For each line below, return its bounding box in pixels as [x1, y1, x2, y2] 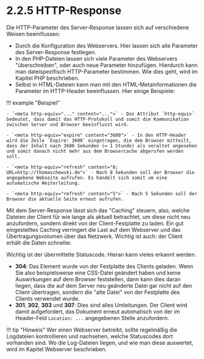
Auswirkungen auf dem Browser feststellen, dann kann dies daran [15, 275, 181, 283]
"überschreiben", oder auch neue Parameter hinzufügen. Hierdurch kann [15, 61, 198, 69]
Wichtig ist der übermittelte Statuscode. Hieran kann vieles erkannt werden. [6, 251, 197, 258]
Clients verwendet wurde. [15, 295, 80, 302]
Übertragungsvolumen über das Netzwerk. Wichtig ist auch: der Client [6, 232, 183, 240]
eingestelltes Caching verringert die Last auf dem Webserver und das [6, 226, 181, 233]
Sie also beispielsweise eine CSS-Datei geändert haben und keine [15, 269, 181, 276]
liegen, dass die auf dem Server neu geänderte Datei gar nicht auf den [15, 282, 192, 289]
